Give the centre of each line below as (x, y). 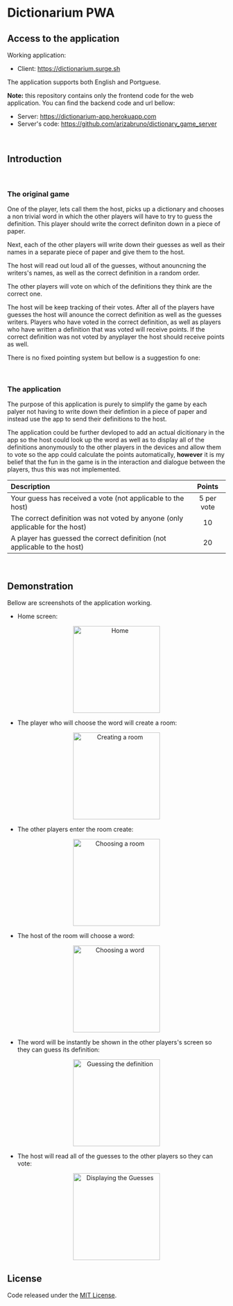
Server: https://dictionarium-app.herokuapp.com (87, 116)
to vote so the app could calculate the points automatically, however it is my (116, 455)
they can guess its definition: (59, 1050)
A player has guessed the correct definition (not (88, 538)
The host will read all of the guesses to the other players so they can (115, 1156)
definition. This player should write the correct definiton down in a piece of (114, 224)
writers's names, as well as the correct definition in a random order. (104, 273)
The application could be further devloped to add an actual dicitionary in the (116, 433)
